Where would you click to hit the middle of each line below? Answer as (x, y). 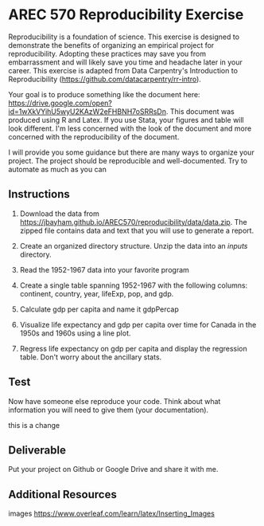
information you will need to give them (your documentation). (109, 410)
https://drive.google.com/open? (60, 103)
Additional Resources (62, 495)
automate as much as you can (58, 169)
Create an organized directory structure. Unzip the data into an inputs (134, 245)
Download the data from (59, 214)
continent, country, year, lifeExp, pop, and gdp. (97, 293)
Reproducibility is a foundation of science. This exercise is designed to (124, 37)
